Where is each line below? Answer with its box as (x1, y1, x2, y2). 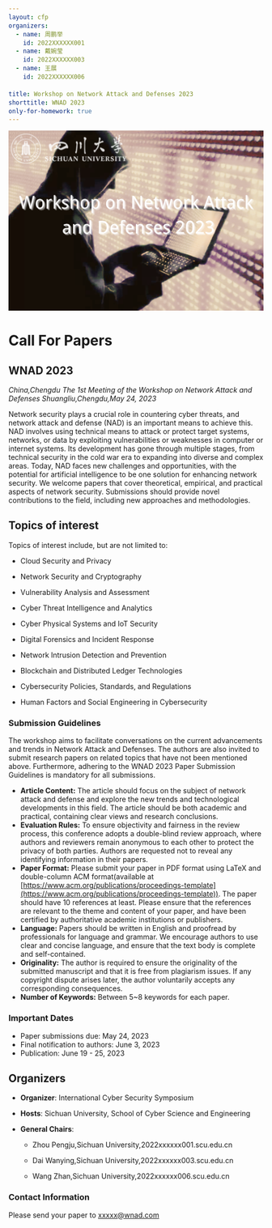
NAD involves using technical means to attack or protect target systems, (8, 427, 249, 436)
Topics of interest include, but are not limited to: (8, 540, 168, 550)
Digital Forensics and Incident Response (19, 634, 155, 644)
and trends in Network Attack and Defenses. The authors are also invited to (8, 745, 260, 754)
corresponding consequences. (19, 984, 123, 993)
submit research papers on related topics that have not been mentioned (8, 753, 248, 763)
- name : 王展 (15, 65, 57, 73)
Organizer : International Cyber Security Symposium (19, 1093, 194, 1103)
